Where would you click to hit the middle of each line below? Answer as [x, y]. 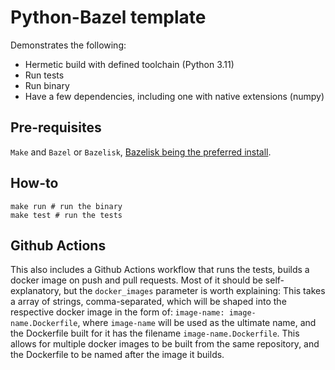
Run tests [44, 75]
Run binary [47, 85]
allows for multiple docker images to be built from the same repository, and [165, 344]
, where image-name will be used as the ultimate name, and [197, 323]
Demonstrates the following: [68, 45]
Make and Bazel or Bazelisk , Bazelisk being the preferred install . [141, 152]
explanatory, [36, 291]
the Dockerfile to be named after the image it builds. [117, 355]
